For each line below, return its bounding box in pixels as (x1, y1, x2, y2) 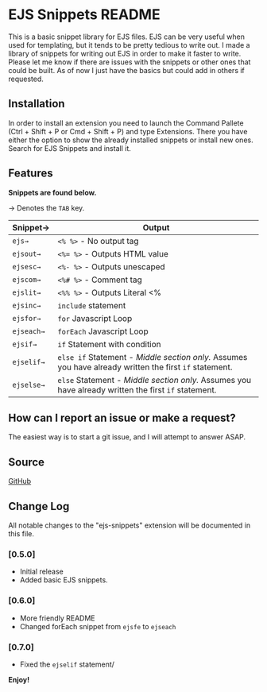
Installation (8, 97, 65, 110)
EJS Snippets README (8, 6, 161, 24)
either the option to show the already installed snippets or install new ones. (8, 135, 253, 145)
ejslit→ (12, 288, 41, 297)
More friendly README (19, 613, 95, 623)
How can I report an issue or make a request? (8, 411, 236, 424)
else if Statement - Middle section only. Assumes (57, 351, 248, 362)
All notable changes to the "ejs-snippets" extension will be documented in (8, 520, 251, 530)
